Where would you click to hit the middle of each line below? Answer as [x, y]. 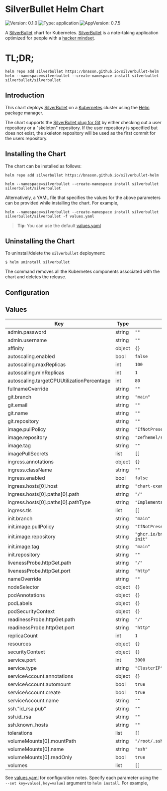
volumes [18, 765]
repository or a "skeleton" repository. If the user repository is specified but [82, 128]
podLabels [20, 603]
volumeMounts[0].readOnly [40, 757]
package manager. [24, 113]
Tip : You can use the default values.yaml [59, 225]
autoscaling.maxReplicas [37, 364]
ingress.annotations [31, 461]
